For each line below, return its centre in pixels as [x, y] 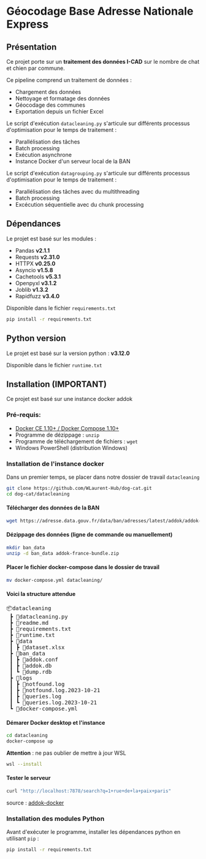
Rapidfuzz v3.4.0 [37, 296]
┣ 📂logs [21, 678]
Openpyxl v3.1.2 [36, 283]
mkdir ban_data [26, 548]
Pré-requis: [24, 415]
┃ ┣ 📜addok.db [31, 666]
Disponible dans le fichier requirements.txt [61, 308]
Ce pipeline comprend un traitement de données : [69, 80]
